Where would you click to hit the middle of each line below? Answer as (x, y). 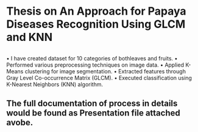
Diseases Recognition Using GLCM (96, 24)
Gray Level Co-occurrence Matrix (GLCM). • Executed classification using (99, 78)
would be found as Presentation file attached (94, 113)
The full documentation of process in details (92, 103)
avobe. (20, 123)
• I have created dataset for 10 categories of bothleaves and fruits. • (92, 58)
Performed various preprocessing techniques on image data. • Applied (95, 65)
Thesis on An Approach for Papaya (97, 11)
